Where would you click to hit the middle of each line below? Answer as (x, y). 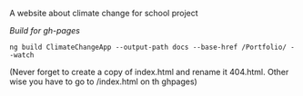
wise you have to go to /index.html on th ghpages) (103, 82)
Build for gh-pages (45, 30)
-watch (22, 55)
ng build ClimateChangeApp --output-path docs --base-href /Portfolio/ (148, 47)
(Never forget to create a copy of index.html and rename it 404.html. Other (149, 72)
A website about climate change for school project (104, 13)
